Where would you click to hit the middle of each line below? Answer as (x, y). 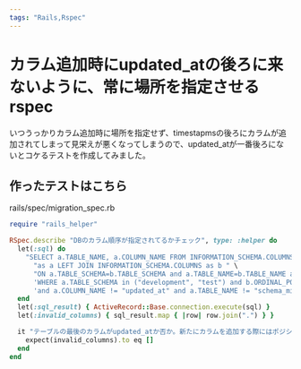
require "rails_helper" (54, 225)
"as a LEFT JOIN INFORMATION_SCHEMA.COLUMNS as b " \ (136, 265)
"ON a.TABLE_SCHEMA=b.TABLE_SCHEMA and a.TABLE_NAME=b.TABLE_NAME (159, 274)
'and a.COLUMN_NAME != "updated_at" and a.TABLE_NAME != (142, 291)
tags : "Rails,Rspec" (48, 17)
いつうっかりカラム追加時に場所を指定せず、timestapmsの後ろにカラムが (144, 133)
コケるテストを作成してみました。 (87, 155)
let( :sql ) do (42, 249)
